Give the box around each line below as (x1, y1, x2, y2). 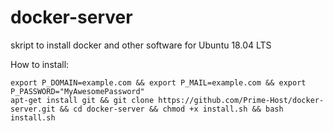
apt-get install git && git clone (10, 95, 155, 105)
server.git (10, 104, 56, 114)
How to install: (10, 58, 70, 70)
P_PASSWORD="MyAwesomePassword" (10, 86, 145, 96)
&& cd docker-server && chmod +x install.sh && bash (59, 104, 284, 114)
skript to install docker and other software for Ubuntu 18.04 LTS (10, 39, 272, 51)
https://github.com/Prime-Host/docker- (158, 95, 325, 105)
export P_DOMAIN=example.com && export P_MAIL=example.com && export (10, 77, 307, 88)
